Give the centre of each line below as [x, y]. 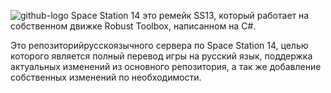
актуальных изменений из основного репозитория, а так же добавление [166, 66]
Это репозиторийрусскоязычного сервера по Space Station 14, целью [159, 45]
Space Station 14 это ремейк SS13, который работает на [190, 15]
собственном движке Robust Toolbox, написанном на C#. [133, 26]
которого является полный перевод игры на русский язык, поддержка [161, 56]
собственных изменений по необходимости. [106, 77]
